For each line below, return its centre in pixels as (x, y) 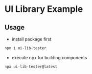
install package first (32, 39)
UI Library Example (44, 9)
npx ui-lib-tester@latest (31, 67)
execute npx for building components (49, 57)
